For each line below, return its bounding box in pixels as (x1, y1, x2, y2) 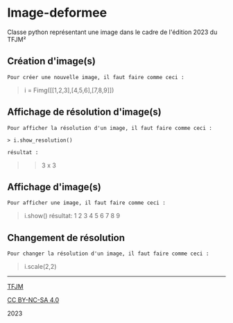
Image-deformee (7, 5, 107, 21)
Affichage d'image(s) (7, 181, 102, 192)
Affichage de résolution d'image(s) (7, 106, 162, 118)
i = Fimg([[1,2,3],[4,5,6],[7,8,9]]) (24, 85, 114, 94)
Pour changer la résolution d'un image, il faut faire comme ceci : (7, 250, 209, 258)
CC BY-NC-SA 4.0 (7, 296, 60, 304)
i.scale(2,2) (24, 263, 57, 271)
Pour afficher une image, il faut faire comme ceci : (7, 199, 166, 206)
